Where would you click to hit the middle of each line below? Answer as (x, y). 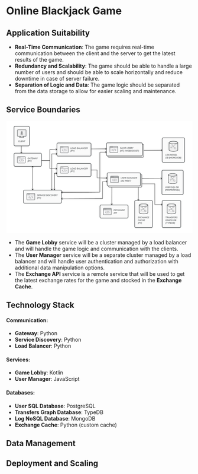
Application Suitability (48, 33)
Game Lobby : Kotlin (39, 373)
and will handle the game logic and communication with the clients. (96, 249)
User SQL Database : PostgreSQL (55, 406)
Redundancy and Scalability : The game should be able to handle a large (103, 66)
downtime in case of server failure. (57, 79)
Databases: (21, 392)
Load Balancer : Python (43, 346)
